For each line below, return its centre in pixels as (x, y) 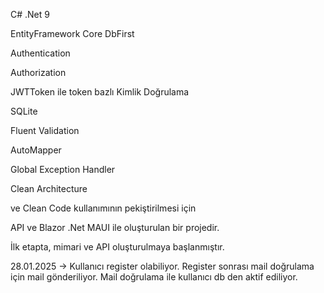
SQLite (24, 111)
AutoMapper (36, 150)
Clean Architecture (49, 188)
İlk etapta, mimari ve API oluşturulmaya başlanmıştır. (117, 247)
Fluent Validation (45, 130)
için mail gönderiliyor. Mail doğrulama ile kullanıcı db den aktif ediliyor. (154, 277)
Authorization (38, 72)
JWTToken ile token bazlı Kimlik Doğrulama (100, 92)
